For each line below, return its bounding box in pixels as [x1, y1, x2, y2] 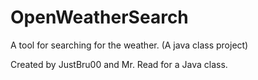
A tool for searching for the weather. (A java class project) [10, 39, 249, 51]
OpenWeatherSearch [10, 6, 189, 29]
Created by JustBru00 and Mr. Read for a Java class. [10, 58, 228, 70]
